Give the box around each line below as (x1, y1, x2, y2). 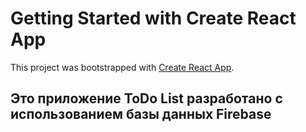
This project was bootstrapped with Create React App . (10, 61, 235, 73)
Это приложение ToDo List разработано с (10, 90, 283, 107)
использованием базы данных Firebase (10, 106, 272, 123)
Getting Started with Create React (10, 7, 297, 30)
